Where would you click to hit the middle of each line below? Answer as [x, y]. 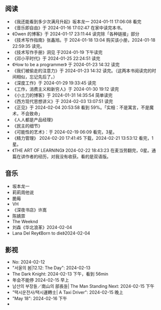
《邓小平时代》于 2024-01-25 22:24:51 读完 [56, 58]
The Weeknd [25, 221]
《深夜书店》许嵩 [29, 209]
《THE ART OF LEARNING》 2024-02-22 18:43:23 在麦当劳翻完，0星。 [82, 150]
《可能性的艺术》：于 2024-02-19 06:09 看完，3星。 [65, 132]
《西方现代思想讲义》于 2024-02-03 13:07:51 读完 [63, 101]
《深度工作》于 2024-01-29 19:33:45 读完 [54, 83]
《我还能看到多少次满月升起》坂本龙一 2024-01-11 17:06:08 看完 [77, 22]
